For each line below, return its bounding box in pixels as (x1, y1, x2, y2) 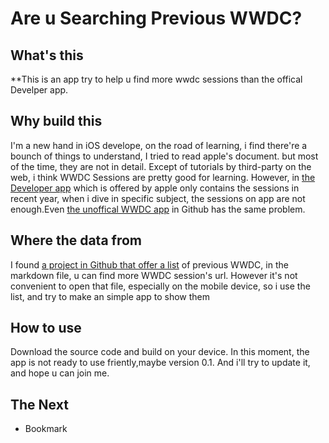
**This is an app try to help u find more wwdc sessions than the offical (10, 73, 303, 85)
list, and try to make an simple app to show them (10, 290, 210, 302)
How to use (10, 320, 82, 337)
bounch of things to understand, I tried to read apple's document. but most (10, 150, 319, 162)
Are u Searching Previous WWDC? (10, 7, 303, 30)
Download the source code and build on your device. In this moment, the (10, 346, 310, 358)
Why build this (10, 113, 103, 130)
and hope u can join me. (10, 367, 110, 379)
